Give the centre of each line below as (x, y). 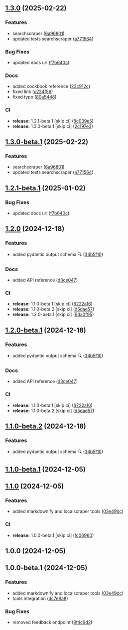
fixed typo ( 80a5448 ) (34, 97)
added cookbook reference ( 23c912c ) (51, 86)
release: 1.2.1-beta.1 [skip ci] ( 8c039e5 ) (53, 121)
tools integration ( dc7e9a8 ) (40, 598)
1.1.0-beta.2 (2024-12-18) (46, 426)
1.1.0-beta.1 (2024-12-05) (45, 469)
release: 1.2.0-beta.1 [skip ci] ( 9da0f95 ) (53, 314)
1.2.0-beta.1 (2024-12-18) (46, 330)
